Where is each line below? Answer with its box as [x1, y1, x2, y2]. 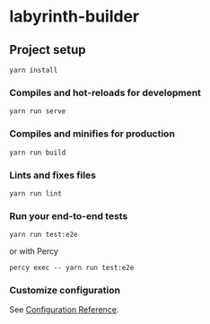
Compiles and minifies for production [9, 127, 175, 140]
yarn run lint [9, 188, 63, 198]
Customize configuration [9, 285, 121, 297]
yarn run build [9, 148, 66, 157]
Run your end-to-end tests [9, 209, 128, 222]
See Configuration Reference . [9, 304, 119, 315]
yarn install [9, 66, 58, 74]
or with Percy [9, 246, 58, 257]
